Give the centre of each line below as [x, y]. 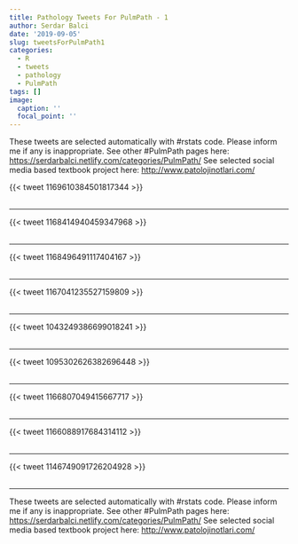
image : [21, 100]
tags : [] [25, 91]
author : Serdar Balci [49, 26]
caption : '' [39, 108]
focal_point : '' [47, 116]
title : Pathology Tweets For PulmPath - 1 [89, 17]
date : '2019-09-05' [45, 34]
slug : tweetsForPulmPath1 [57, 42]
